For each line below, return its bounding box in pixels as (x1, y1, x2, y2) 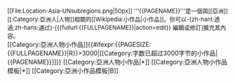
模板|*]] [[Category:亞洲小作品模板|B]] (7, 67, 119, 75)
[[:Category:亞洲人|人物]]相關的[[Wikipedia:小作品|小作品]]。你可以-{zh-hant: (7, 15, 215, 23)
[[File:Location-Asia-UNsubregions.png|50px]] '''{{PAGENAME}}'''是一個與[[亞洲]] (7, 7, 228, 15)
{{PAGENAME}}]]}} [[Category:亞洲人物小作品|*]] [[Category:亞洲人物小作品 (7, 58, 228, 66)
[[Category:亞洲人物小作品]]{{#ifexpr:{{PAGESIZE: (7, 41, 152, 48)
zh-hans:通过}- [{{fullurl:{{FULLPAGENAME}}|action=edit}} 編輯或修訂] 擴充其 (14, 24, 221, 32)
